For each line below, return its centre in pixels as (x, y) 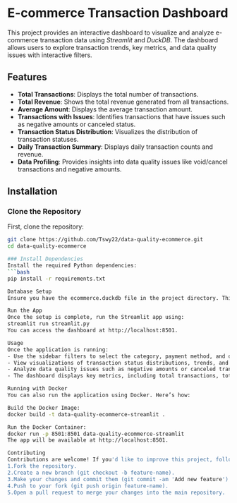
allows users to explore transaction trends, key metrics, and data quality (112, 47)
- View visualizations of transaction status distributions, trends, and (118, 363)
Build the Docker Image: (44, 408)
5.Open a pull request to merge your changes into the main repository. (116, 492)
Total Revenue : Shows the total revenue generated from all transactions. (123, 102)
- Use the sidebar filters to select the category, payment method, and (116, 356)
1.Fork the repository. (42, 466)
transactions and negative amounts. (69, 169)
